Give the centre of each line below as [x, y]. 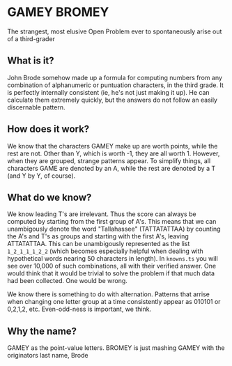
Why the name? [42, 331]
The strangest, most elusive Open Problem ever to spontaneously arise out [115, 31]
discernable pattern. [36, 107]
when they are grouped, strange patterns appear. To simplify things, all [109, 160]
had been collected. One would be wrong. [67, 281]
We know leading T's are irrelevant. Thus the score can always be [102, 214]
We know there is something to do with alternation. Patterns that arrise [109, 294]
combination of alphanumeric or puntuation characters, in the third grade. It [116, 85]
